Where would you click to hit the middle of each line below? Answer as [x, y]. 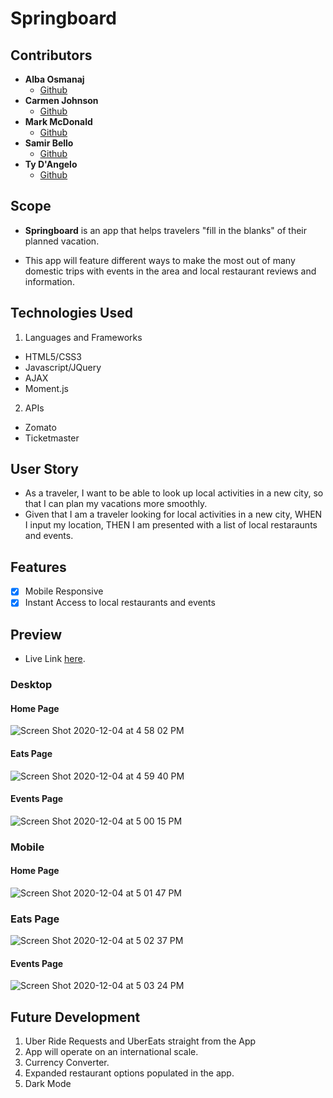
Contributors [51, 55]
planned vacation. [62, 241]
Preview [36, 634]
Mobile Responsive [64, 591]
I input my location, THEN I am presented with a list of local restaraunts [171, 525]
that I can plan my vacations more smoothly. [116, 504]
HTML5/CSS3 [53, 356]
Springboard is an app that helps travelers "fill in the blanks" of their [166, 230]
